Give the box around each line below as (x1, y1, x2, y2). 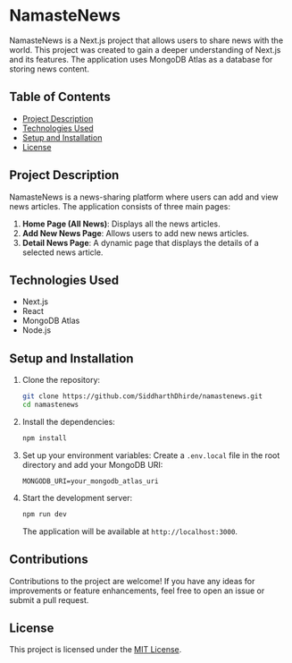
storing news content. (9, 64, 89, 74)
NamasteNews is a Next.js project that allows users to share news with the (9, 35, 284, 46)
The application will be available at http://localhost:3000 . (21, 525, 238, 537)
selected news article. (21, 247, 104, 258)
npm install (21, 433, 67, 443)
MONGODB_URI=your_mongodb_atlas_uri (21, 476, 159, 486)
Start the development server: (21, 492, 133, 503)
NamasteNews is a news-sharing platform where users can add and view (9, 191, 279, 202)
